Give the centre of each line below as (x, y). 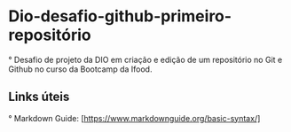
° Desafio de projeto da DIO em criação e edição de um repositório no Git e (145, 59)
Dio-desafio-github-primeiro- (120, 16)
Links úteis (39, 97)
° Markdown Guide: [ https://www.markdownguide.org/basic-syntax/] (134, 118)
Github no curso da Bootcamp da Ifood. (80, 69)
